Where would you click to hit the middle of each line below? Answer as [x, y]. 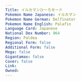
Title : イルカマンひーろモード [34, 10]
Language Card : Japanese [31, 29]
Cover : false [19, 61]
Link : [11, 66]
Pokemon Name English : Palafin [38, 24]
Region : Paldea [21, 38]
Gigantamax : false [25, 57]
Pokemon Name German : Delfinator [40, 19]
